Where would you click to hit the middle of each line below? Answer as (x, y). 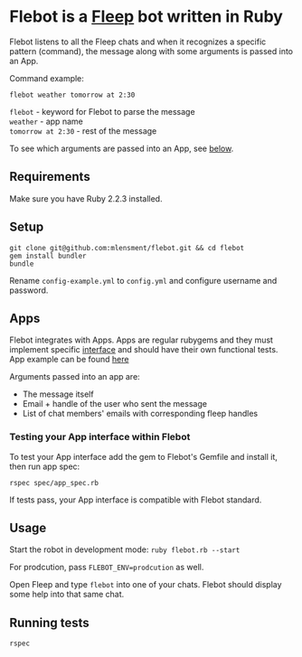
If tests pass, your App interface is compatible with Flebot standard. (136, 500)
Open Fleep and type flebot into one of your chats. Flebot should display (146, 585)
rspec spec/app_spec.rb (54, 483)
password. (29, 290)
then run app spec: (45, 466)
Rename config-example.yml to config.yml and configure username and (143, 280)
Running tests (50, 622)
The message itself (58, 394)
